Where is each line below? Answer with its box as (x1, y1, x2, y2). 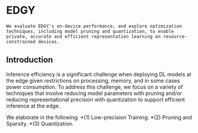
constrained (6, 39, 36, 45)
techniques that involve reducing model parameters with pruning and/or (6, 90, 183, 97)
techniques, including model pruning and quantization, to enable (6, 28, 174, 34)
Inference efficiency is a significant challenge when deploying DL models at (6, 71, 191, 78)
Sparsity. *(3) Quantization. (6, 120, 74, 127)
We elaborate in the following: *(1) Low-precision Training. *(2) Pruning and (6, 113, 192, 121)
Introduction (6, 55, 54, 65)
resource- (163, 33, 187, 39)
